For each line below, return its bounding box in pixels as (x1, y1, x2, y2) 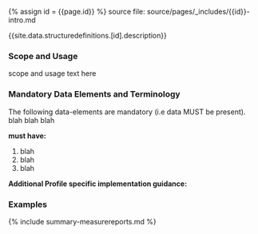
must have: (8, 131, 46, 141)
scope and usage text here (8, 69, 97, 78)
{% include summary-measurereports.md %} (8, 216, 157, 226)
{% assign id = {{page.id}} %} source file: (8, 7, 145, 16)
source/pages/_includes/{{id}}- (146, 7, 250, 16)
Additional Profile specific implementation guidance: (8, 179, 188, 188)
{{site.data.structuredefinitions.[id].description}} (8, 31, 168, 40)
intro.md (8, 15, 36, 25)
